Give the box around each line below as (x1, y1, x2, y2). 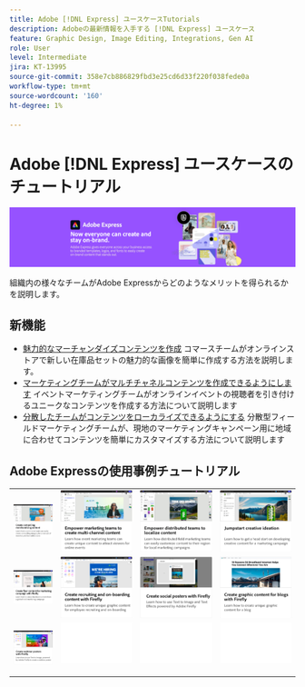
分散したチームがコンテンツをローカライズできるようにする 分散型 (22, 412, 271, 423)
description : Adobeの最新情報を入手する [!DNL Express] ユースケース (9, 24, 256, 34)
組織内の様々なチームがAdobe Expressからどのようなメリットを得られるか (9, 277, 289, 288)
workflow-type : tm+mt (9, 82, 92, 91)
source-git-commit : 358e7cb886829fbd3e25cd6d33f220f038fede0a (9, 73, 250, 82)
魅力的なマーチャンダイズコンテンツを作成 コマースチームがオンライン (22, 343, 287, 354)
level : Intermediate (9, 53, 88, 63)
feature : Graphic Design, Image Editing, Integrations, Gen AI (9, 34, 254, 43)
